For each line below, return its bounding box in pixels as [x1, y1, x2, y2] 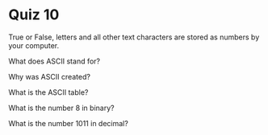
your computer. [8, 40, 60, 50]
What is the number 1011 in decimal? [8, 118, 129, 128]
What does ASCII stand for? [8, 56, 101, 66]
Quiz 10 [8, 6, 60, 24]
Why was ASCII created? [8, 72, 91, 81]
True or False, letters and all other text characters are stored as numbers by [8, 32, 260, 42]
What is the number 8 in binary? [8, 103, 115, 112]
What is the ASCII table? [8, 87, 89, 97]
